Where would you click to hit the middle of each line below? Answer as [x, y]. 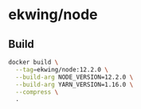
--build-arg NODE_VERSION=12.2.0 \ [74, 77]
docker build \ [33, 62]
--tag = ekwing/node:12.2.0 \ [62, 69]
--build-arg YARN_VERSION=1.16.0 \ [74, 84]
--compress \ [37, 92]
